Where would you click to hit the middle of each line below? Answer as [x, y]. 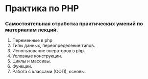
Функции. [22, 66]
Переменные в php [32, 40]
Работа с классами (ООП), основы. [49, 72]
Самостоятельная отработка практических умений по [74, 24]
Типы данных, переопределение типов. [54, 46]
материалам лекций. [32, 30]
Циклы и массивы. [32, 61]
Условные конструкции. [37, 56]
